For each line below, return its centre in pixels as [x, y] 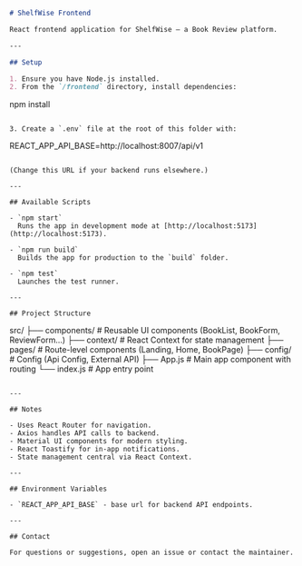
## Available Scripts [50, 203]
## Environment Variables [58, 489]
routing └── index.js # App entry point [82, 369]
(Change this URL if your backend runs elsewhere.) [109, 171]
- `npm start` [36, 218]
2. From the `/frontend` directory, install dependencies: [123, 87]
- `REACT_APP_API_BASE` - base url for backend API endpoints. [132, 505]
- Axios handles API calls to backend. [85, 433]
